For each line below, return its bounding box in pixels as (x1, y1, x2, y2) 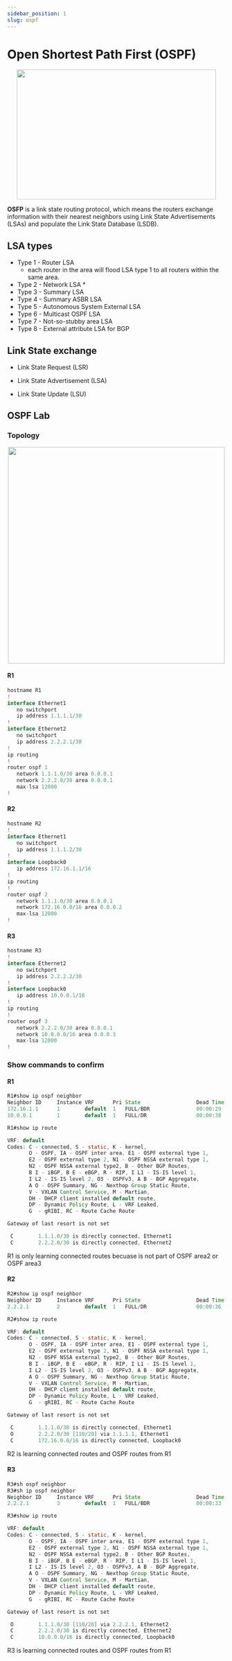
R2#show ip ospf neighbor (7, 1290, 82, 1297)
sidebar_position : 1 (7, 10, 67, 17)
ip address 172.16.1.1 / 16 (16, 865, 91, 873)
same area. (27, 273, 60, 281)
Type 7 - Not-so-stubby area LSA (17, 317, 113, 326)
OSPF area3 (7, 1259, 42, 1268)
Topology (7, 431, 40, 441)
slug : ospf (7, 17, 39, 24)
